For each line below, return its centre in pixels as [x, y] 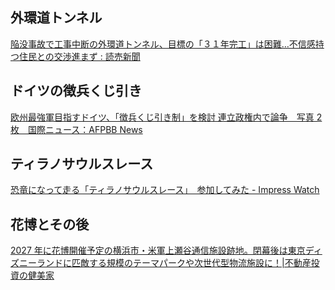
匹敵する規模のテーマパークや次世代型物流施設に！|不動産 [191, 263]
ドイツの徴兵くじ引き [76, 91]
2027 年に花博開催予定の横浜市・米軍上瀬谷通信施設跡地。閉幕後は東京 [158, 250]
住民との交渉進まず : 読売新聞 [79, 56]
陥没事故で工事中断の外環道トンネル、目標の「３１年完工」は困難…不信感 [163, 44]
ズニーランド [36, 263]
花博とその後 [50, 224]
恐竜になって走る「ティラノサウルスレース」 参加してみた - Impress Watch [165, 190]
